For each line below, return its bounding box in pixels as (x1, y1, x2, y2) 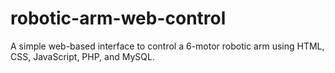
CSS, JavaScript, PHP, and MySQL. (10, 50, 155, 62)
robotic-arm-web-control (10, 7, 227, 30)
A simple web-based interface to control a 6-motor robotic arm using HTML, (10, 40, 325, 52)
